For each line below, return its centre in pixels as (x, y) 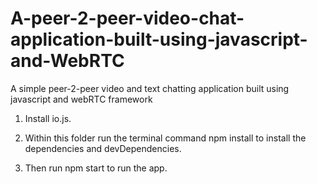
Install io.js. (48, 118)
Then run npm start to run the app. (96, 168)
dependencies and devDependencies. (103, 148)
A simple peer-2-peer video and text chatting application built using (150, 88)
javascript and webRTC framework (81, 99)
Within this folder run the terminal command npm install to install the (165, 138)
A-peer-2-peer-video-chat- (127, 18)
